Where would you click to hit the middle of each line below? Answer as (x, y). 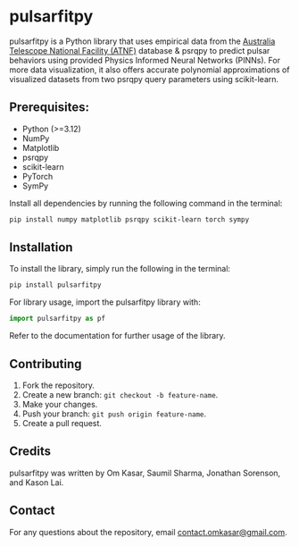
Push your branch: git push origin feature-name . (114, 414)
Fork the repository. (58, 385)
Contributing (46, 364)
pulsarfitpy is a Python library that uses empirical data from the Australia (142, 41)
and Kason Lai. (37, 482)
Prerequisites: (49, 108)
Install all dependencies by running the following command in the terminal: (146, 203)
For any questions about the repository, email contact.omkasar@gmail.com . (148, 532)
